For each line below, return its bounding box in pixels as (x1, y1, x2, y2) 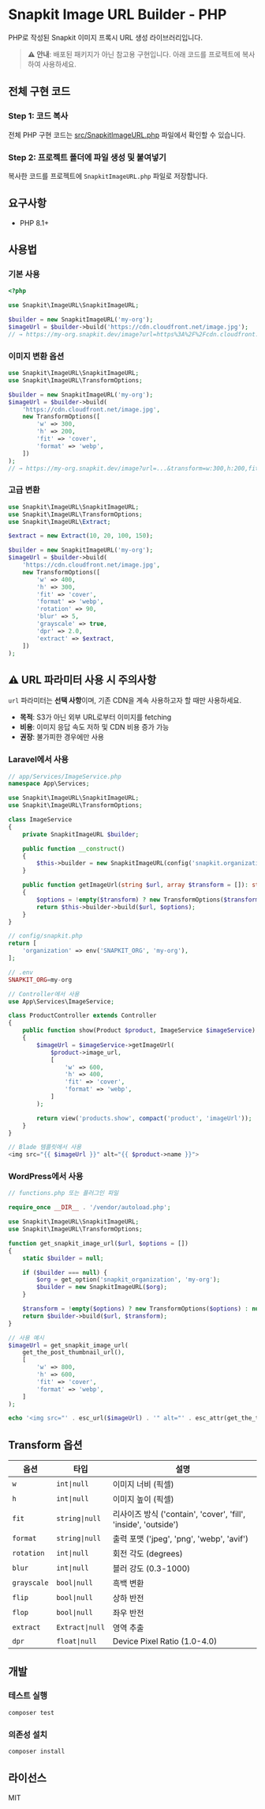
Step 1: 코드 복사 (8, 111, 69, 122)
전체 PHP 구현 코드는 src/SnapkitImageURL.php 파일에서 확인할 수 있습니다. (8, 130, 246, 139)
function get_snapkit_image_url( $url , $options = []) (8, 1239, 189, 1247)
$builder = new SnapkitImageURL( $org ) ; (36, 1284, 168, 1291)
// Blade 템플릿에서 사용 (8, 1143, 82, 1151)
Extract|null (56, 1623, 105, 1632)
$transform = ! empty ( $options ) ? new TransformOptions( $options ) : (22, 1305, 248, 1313)
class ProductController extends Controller (8, 1011, 157, 1020)
